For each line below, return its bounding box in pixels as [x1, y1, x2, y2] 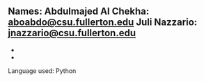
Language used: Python [8, 66, 77, 75]
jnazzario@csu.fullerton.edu [8, 27, 136, 39]
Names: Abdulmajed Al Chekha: [8, 6, 150, 17]
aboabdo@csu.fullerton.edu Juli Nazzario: [8, 17, 198, 28]
